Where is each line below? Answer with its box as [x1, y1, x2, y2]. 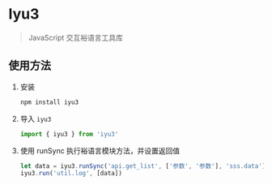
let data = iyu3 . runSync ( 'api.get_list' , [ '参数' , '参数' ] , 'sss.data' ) [19, 161, 266, 170]
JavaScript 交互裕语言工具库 [28, 32, 123, 42]
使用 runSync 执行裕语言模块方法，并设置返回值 [19, 145, 181, 155]
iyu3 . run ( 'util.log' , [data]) [19, 170, 123, 178]
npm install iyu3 [19, 98, 79, 106]
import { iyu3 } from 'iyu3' [19, 130, 119, 138]
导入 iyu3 [19, 114, 52, 123]
